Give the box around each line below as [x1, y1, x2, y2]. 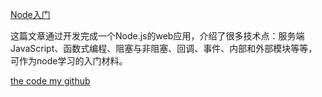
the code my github [10, 75, 91, 87]
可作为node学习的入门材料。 [10, 55, 128, 67]
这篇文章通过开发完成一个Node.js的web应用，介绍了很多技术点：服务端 [10, 30, 305, 42]
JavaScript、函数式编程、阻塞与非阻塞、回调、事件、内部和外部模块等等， [10, 43, 318, 54]
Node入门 [10, 9, 51, 20]
